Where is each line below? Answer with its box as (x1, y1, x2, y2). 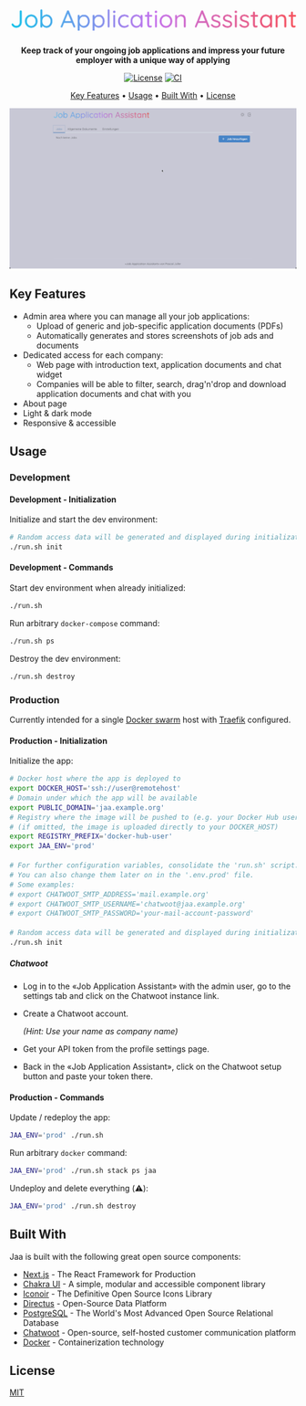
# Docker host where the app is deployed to (9, 774, 181, 783)
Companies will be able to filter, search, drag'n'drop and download (36, 378, 287, 389)
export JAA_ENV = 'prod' (9, 842, 96, 851)
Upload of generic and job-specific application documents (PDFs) (36, 320, 284, 331)
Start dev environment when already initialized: (9, 582, 187, 593)
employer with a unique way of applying (76, 54, 230, 65)
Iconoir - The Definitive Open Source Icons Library (22, 1288, 212, 1299)
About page (22, 398, 67, 409)
